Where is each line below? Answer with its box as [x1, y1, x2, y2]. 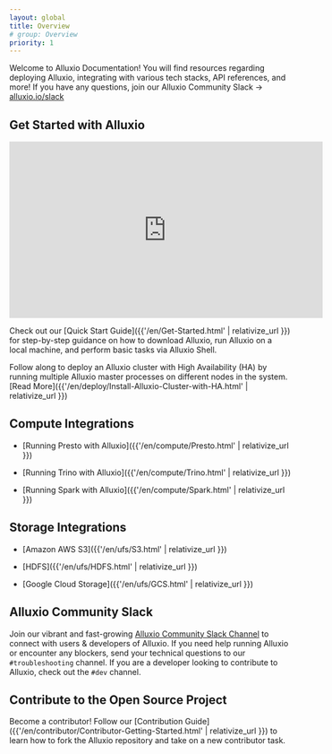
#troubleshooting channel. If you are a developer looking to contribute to [9, 656, 278, 668]
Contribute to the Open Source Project [9, 692, 227, 707]
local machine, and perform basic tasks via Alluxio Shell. [9, 344, 217, 355]
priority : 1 [9, 38, 54, 48]
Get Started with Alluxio [9, 117, 146, 133]
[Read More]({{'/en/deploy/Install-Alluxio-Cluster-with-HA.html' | [9, 381, 249, 392]
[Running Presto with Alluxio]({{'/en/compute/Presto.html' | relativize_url [21, 440, 289, 451]
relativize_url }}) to [209, 725, 278, 736]
